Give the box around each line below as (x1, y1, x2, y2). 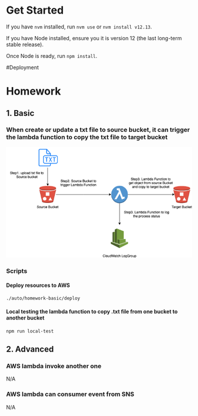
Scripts (6, 267, 28, 275)
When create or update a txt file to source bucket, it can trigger (6, 125, 190, 134)
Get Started (6, 4, 64, 17)
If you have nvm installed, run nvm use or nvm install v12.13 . (6, 23, 152, 30)
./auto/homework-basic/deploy (6, 295, 81, 302)
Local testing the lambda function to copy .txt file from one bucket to (6, 308, 178, 315)
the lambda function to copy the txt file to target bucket (6, 133, 168, 141)
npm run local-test (6, 328, 54, 334)
